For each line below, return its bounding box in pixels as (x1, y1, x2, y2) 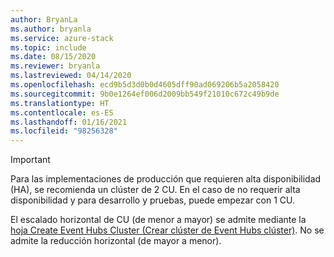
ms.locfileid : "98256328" (10, 126, 118, 136)
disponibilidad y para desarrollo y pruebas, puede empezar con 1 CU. (10, 194, 296, 206)
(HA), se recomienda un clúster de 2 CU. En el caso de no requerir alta (10, 184, 301, 196)
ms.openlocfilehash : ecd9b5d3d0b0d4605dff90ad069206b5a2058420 (10, 80, 280, 90)
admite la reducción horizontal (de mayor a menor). (10, 235, 222, 247)
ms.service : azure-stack (10, 33, 114, 43)
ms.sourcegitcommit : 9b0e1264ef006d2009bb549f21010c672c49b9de (10, 89, 280, 99)
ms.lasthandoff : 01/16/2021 (10, 117, 128, 127)
